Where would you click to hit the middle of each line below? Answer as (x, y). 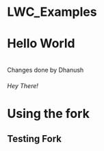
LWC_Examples (52, 12)
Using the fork (49, 113)
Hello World (41, 44)
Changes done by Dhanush (45, 70)
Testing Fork (35, 139)
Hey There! (23, 85)
